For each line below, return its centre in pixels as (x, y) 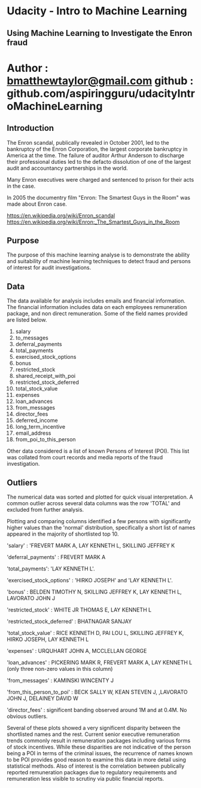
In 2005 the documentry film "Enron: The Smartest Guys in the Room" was (99, 197)
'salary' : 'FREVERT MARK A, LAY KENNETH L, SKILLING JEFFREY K (91, 546)
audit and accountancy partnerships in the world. (67, 168)
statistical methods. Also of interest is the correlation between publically (96, 766)
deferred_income (37, 420)
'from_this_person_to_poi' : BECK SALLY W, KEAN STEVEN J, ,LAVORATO (97, 692)
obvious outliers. (27, 716)
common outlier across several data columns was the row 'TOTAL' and (94, 503)
